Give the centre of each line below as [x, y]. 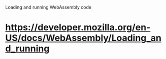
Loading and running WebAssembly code [48, 7]
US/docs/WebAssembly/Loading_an [83, 38]
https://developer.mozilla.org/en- [78, 27]
